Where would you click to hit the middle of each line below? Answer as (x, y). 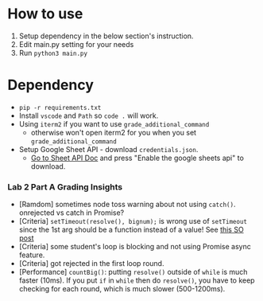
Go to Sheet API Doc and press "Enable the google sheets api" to (137, 158)
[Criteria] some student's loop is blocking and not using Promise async (135, 247)
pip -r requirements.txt (60, 107)
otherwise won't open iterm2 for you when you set (113, 132)
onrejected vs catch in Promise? (72, 213)
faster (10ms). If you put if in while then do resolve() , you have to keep (137, 280)
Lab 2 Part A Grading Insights (65, 186)
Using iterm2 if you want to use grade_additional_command (114, 123)
